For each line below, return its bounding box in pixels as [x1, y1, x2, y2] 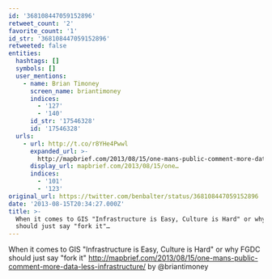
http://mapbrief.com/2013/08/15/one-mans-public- [87, 253, 258, 263]
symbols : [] [15, 65, 57, 73]
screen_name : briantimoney [29, 87, 121, 95]
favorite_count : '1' [8, 27, 79, 35]
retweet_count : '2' [8, 19, 74, 27]
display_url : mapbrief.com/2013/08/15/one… [29, 163, 180, 171]
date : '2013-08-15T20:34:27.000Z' [8, 200, 125, 208]
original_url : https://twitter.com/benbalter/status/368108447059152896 [8, 192, 259, 201]
